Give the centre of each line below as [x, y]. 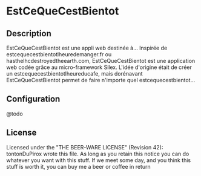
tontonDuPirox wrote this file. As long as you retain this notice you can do [98, 154]
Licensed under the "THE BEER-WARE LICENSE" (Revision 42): [85, 147]
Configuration [33, 99]
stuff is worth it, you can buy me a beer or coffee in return [78, 166]
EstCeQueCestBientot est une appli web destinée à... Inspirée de [87, 48]
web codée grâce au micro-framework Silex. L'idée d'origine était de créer [99, 67]
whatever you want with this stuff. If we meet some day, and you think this [99, 160]
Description [29, 34]
